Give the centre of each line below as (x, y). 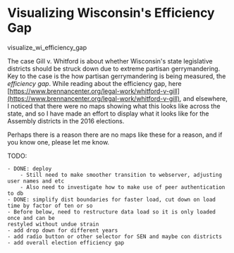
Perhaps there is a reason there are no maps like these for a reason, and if (115, 135)
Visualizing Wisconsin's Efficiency (111, 13)
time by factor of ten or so (50, 206)
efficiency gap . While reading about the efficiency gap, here (94, 83)
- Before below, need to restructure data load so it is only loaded (112, 212)
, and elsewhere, (203, 98)
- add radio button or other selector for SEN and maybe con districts (115, 236)
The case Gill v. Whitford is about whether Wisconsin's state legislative (110, 61)
